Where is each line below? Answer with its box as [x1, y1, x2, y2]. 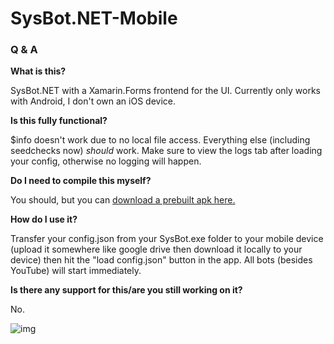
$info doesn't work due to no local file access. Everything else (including [10, 134, 311, 146]
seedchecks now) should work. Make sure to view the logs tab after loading [10, 145, 323, 157]
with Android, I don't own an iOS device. [10, 95, 176, 107]
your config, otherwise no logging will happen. [10, 155, 202, 167]
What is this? [10, 65, 67, 77]
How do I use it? [10, 213, 78, 226]
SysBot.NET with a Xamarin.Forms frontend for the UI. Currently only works [10, 85, 321, 97]
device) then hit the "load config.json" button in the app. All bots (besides [10, 254, 313, 266]
